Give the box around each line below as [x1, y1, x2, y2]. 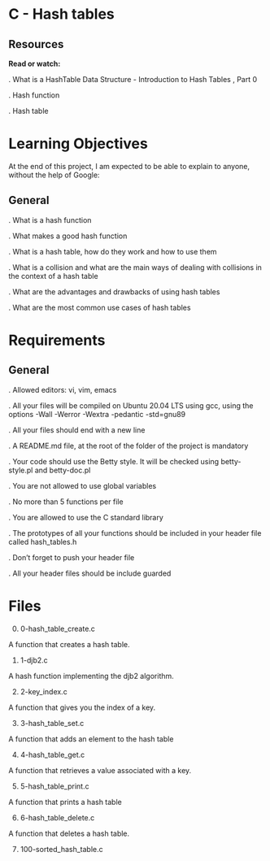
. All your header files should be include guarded [8, 568, 172, 578]
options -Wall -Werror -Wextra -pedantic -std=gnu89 [8, 409, 186, 419]
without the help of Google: [8, 170, 100, 180]
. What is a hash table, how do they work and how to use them [8, 246, 217, 256]
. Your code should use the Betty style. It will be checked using [8, 456, 220, 466]
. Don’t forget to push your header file [8, 552, 135, 562]
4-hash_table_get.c [20, 750, 85, 759]
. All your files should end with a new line [8, 424, 146, 435]
